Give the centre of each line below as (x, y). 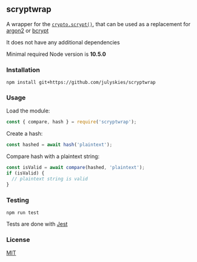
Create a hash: (25, 134)
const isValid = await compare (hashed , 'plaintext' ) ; (76, 168)
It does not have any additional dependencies (63, 42)
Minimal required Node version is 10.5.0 (56, 54)
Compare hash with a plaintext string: (53, 156)
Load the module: (28, 111)
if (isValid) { (25, 173)
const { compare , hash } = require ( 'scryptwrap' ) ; (72, 122)
